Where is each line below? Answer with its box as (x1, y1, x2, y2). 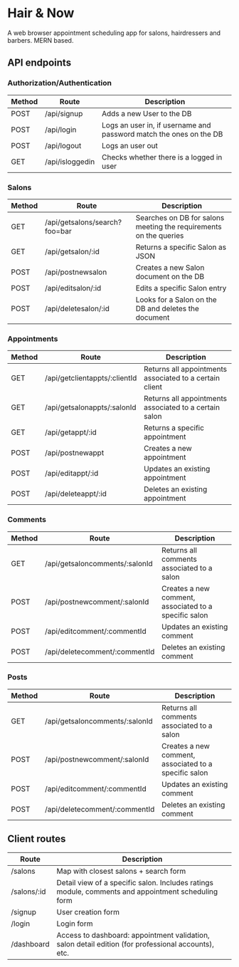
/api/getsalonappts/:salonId (45, 402, 137, 412)
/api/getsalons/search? (45, 217, 122, 227)
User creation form (56, 906, 119, 916)
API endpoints (7, 57, 72, 69)
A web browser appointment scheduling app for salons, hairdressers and (7, 28, 221, 37)
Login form (56, 919, 93, 929)
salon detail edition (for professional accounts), (56, 939, 215, 948)
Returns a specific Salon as (135, 242, 226, 252)
